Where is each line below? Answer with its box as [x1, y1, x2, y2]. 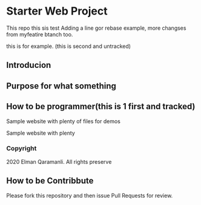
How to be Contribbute [6, 176, 94, 186]
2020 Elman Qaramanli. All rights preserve [6, 158, 112, 165]
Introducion [6, 60, 51, 70]
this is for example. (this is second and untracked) [6, 42, 131, 50]
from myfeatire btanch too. [6, 30, 73, 38]
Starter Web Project [6, 4, 108, 18]
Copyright [6, 144, 37, 153]
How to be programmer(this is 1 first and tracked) [6, 101, 196, 112]
